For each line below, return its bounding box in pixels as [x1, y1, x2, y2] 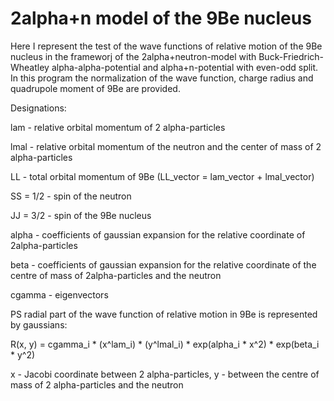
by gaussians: [10, 318, 68, 331]
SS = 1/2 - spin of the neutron [10, 190, 132, 202]
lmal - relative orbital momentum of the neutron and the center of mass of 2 [10, 140, 322, 152]
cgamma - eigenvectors [10, 288, 109, 301]
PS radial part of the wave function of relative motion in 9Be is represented [10, 308, 318, 320]
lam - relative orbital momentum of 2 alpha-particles [10, 121, 226, 133]
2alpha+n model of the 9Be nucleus [10, 7, 312, 30]
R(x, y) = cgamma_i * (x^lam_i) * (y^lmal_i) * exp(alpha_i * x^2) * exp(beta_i [10, 338, 320, 350]
